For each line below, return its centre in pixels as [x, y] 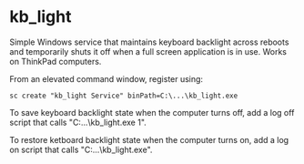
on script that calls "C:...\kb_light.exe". [81, 149]
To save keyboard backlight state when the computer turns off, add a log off [152, 112]
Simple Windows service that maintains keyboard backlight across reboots [149, 42]
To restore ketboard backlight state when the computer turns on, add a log [149, 139]
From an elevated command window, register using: [106, 78]
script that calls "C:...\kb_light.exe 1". [78, 122]
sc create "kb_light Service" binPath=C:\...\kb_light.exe [124, 96]
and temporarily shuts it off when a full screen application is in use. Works [148, 51]
